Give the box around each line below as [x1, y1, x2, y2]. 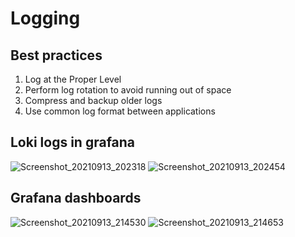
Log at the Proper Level [24, 73, 122, 85]
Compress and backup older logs [24, 95, 163, 106]
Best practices [10, 47, 103, 64]
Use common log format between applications [24, 105, 216, 117]
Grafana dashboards [10, 190, 142, 207]
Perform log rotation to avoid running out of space [24, 84, 232, 96]
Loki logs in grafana [10, 134, 136, 151]
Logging [10, 7, 81, 30]
